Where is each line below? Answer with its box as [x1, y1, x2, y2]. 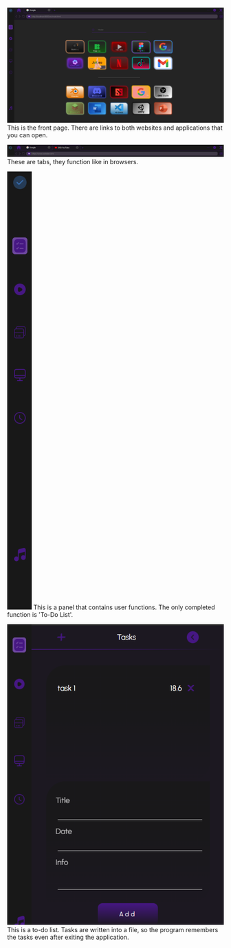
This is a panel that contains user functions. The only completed [33, 603, 215, 611]
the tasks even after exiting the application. [7, 933, 129, 942]
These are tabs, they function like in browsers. [7, 158, 139, 166]
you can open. [7, 130, 48, 139]
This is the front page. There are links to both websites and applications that [7, 124, 223, 132]
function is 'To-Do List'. [7, 611, 74, 619]
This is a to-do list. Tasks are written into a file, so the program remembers [7, 926, 219, 934]
